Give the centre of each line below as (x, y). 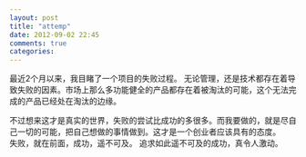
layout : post (34, 18)
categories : (32, 52)
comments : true (38, 43)
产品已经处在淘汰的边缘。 (73, 102)
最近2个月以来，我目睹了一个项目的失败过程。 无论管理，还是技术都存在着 (149, 79)
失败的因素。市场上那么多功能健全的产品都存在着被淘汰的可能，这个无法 (153, 90)
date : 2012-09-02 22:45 (55, 34)
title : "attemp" (40, 26)
